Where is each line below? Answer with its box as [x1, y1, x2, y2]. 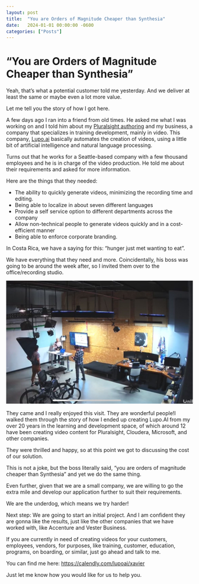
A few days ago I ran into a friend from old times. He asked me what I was [6, 117, 187, 124]
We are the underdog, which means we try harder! [6, 500, 129, 507]
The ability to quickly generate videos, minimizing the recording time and [14, 189, 193, 196]
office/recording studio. [6, 269, 64, 276]
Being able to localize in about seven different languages [14, 202, 153, 209]
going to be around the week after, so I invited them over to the [6, 262, 160, 270]
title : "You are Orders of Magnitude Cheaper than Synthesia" [6, 15, 166, 22]
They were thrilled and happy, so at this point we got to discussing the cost [6, 447, 190, 454]
